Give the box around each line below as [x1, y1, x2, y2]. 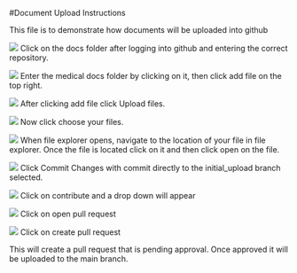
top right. [9, 80, 43, 90]
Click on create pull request [20, 227, 121, 238]
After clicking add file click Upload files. [20, 98, 166, 109]
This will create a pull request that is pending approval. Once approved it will [9, 244, 288, 254]
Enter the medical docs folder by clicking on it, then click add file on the [20, 71, 282, 81]
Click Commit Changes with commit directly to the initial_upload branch [20, 163, 281, 173]
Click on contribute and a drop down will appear [20, 191, 196, 200]
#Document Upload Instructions [9, 8, 126, 18]
